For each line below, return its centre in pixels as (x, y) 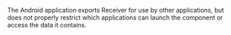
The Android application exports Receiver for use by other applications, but (115, 10)
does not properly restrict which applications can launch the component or (115, 17)
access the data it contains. (47, 25)
